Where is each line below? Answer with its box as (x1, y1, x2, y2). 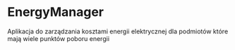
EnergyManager (7, 4, 104, 20)
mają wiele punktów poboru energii (7, 34, 110, 42)
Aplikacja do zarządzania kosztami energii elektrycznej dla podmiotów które (7, 27, 229, 35)
